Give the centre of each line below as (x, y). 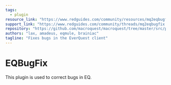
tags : (11, 10)
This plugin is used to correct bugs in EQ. (48, 77)
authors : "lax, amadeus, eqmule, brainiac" (52, 33)
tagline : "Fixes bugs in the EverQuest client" (57, 38)
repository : (18, 29)
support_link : (20, 24)
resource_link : (21, 19)
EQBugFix (26, 63)
